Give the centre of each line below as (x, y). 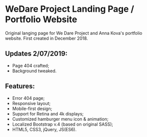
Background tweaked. (34, 71)
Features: (20, 86)
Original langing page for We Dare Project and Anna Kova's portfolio (74, 33)
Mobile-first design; (32, 109)
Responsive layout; (31, 103)
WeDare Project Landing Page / (70, 9)
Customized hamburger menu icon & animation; (60, 119)
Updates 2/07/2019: (36, 54)
